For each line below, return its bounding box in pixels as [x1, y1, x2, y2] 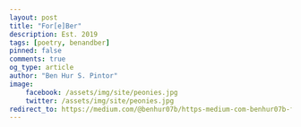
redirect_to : [9, 105, 58, 114]
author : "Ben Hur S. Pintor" [9, 72, 118, 80]
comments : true [9, 55, 66, 63]
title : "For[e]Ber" [9, 21, 82, 30]
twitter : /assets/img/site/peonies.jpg [25, 96, 175, 106]
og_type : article [9, 63, 74, 72]
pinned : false [9, 47, 63, 55]
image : [9, 80, 34, 89]
